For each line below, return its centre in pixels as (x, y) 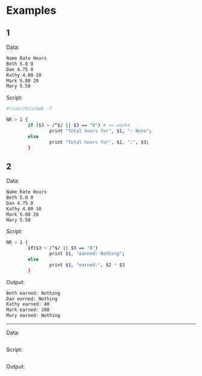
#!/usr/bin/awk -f (29, 109)
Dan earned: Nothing (32, 299)
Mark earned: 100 (28, 310)
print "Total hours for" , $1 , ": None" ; (100, 131)
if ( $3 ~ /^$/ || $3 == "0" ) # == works (79, 125)
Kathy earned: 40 (28, 304)
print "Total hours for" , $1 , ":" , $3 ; (99, 142)
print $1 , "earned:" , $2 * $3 (87, 265)
